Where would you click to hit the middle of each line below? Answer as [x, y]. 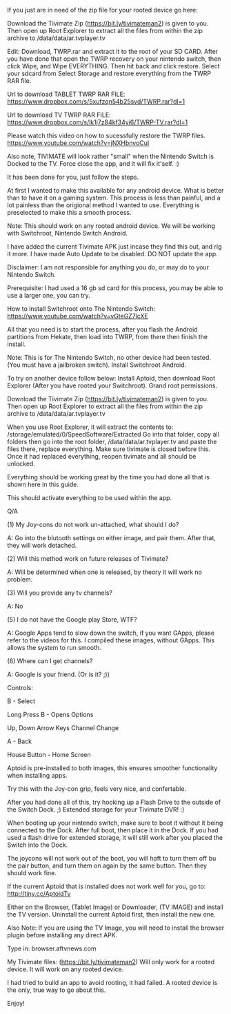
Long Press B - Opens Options [50, 715]
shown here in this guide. [43, 484]
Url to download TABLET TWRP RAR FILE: [66, 94]
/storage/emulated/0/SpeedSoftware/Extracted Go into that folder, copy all [113, 434]
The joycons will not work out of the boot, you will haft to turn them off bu [112, 858]
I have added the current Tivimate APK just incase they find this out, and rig [114, 247]
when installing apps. [37, 775]
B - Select [21, 701]
